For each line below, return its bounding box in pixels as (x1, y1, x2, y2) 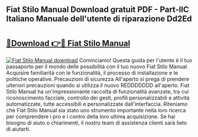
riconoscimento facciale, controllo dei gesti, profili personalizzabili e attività (6, 94, 190, 101)
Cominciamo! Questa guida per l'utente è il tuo (79, 57, 193, 64)
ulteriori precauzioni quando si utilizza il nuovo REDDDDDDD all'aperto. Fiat (6, 82, 190, 89)
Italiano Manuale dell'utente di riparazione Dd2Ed (6, 14, 192, 24)
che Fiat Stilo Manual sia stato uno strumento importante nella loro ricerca (6, 107, 186, 113)
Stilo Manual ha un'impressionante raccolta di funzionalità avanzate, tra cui (6, 88, 189, 95)
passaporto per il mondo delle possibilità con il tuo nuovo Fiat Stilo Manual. (6, 63, 189, 70)
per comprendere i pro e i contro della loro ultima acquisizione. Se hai (6, 113, 176, 120)
